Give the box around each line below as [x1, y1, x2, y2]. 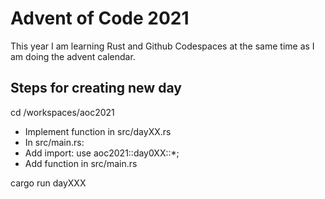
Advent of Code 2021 [10, 7, 190, 30]
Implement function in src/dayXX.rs [24, 125, 172, 137]
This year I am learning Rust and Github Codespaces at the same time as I [10, 40, 315, 52]
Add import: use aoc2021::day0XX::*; [24, 147, 180, 159]
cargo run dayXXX [10, 177, 87, 189]
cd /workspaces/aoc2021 [10, 106, 115, 118]
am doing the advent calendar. [10, 50, 136, 62]
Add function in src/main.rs [24, 157, 138, 169]
